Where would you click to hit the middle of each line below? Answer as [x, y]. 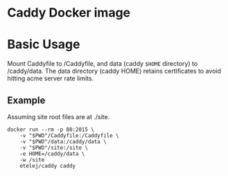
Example [26, 100]
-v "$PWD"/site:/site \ [54, 148]
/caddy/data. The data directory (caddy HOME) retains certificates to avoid [114, 71]
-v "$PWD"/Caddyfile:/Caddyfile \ [69, 135]
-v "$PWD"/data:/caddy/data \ [63, 141]
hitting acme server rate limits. [51, 78]
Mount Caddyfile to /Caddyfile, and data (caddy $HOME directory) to [103, 64]
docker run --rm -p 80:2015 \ [51, 130]
